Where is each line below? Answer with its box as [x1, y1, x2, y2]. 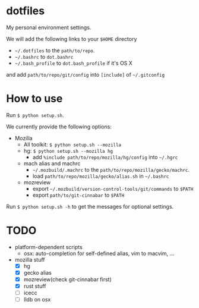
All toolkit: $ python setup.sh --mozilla [23, 141, 122, 148]
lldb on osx [23, 296, 51, 303]
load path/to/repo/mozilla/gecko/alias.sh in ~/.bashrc [32, 172, 169, 180]
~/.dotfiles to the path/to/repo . [14, 46, 95, 54]
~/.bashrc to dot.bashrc [14, 53, 74, 60]
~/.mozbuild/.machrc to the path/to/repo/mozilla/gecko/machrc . [32, 166, 190, 173]
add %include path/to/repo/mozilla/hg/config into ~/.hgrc [32, 153, 178, 161]
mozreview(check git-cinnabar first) [23, 275, 112, 283]
